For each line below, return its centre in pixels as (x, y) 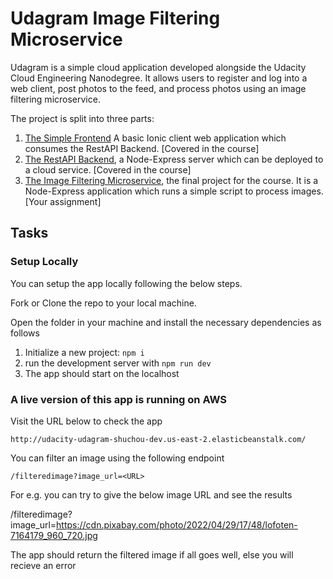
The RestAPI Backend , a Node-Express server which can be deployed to (174, 159)
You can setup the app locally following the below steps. (126, 283)
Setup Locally (44, 262)
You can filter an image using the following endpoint (117, 458)
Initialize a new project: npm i (84, 352)
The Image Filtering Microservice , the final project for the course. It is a (171, 180)
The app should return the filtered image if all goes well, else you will (152, 554)
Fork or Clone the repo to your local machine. (103, 303)
